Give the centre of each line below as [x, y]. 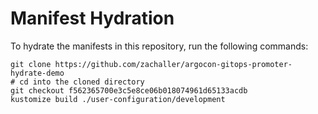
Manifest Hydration [92, 18]
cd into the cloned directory [82, 82]
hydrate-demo [37, 73]
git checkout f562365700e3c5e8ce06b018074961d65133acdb [129, 90]
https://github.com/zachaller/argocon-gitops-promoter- [173, 64]
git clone [31, 64]
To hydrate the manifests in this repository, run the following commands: [159, 46]
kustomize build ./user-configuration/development [118, 99]
